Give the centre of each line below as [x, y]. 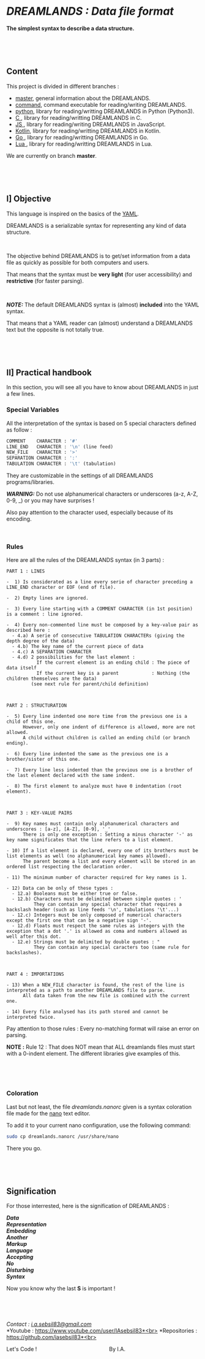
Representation [27, 1225]
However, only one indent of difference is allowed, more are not [109, 727]
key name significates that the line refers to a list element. [90, 840]
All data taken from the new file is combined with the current [106, 996]
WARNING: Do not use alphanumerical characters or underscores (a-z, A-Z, [102, 494]
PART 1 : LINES [26, 571]
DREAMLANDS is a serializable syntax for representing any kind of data [96, 225]
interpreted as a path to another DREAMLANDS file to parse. [86, 991]
